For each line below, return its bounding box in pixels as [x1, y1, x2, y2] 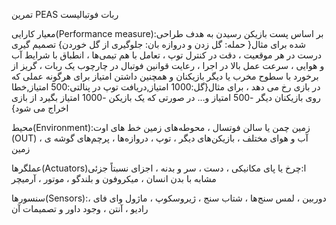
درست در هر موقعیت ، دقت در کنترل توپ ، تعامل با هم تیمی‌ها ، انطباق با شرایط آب [11, 49, 322, 61]
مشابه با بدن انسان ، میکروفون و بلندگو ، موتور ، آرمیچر [11, 173, 217, 184]
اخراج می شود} [11, 102, 69, 114]
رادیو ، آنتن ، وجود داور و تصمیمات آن [11, 203, 149, 214]
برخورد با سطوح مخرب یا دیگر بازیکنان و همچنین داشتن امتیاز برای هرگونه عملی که [11, 70, 319, 82]
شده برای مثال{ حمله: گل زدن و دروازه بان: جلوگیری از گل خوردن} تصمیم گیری [11, 39, 306, 50]
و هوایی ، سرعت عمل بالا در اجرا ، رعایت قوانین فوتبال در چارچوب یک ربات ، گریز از [11, 60, 325, 71]
